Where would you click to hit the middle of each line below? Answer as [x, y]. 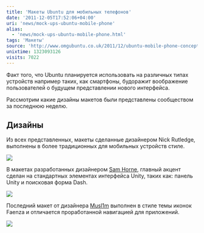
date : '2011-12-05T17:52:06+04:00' [51, 18]
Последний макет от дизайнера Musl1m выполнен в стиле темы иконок [99, 206]
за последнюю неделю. [37, 106]
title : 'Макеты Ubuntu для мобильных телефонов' [69, 12]
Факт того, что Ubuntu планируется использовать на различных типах [97, 74]
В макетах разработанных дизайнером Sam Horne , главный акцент [93, 170]
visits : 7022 [23, 57]
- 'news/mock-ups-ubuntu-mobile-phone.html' [69, 35]
